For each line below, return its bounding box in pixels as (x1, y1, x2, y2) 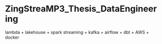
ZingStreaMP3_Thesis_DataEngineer (5, 3, 157, 14)
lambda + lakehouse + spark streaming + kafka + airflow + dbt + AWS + (5, 29, 149, 35)
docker (5, 34, 19, 40)
